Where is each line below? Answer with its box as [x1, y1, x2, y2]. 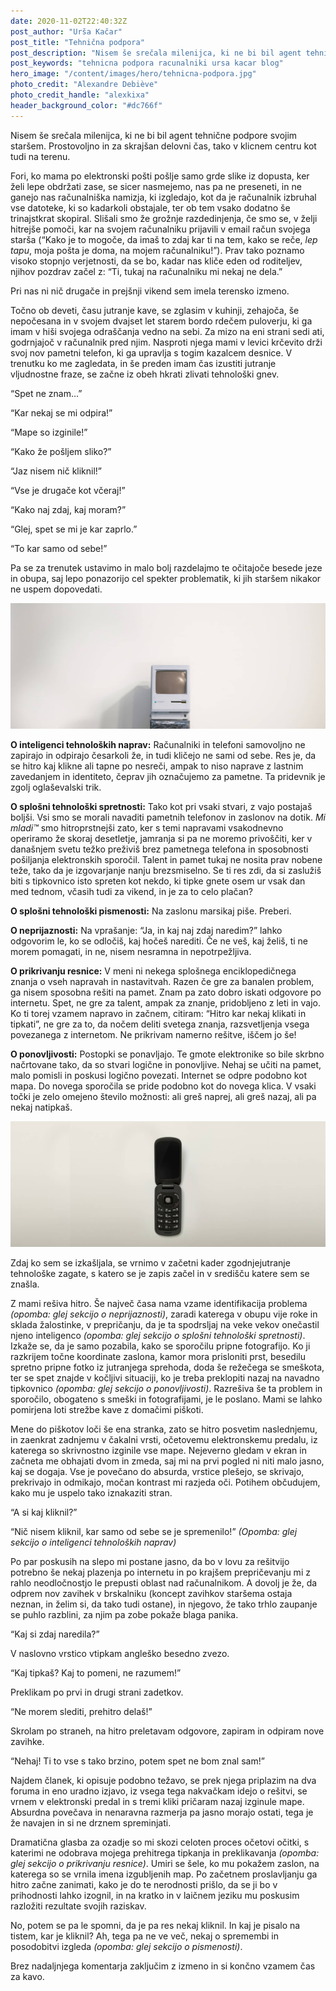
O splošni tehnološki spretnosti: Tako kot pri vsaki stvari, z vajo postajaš [10, 800, 313, 812]
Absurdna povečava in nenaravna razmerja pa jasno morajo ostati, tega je [10, 1806, 314, 1819]
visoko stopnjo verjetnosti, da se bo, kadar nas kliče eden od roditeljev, [10, 255, 303, 267]
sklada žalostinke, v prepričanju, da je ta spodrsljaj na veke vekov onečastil [10, 1319, 320, 1331]
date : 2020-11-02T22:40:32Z [10, 16, 128, 26]
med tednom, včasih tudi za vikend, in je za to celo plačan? [10, 885, 254, 897]
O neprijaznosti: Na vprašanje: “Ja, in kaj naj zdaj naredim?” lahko [10, 924, 283, 936]
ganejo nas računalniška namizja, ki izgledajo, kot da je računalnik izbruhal [10, 191, 317, 203]
